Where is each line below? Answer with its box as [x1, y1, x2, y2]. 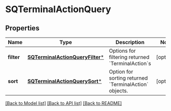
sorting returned [108, 75, 148, 82]
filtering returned [108, 54, 150, 60]
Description [115, 39, 145, 46]
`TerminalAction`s [108, 60, 151, 67]
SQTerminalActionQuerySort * [27, 78, 102, 85]
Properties [5, 24, 40, 32]
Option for [108, 68, 133, 75]
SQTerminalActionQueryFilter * [27, 54, 104, 60]
